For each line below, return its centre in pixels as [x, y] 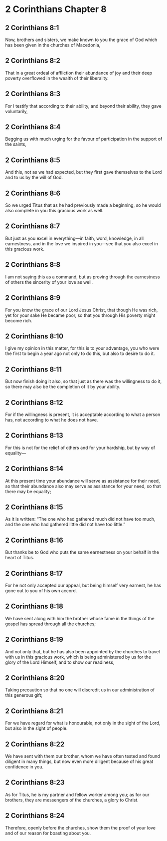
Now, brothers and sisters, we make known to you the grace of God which [81, 40]
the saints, [16, 144]
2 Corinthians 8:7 [33, 226]
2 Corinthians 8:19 [34, 640]
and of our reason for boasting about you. [48, 833]
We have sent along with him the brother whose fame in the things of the [80, 618]
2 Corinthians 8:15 [34, 507]
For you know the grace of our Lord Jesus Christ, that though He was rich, [82, 310]
